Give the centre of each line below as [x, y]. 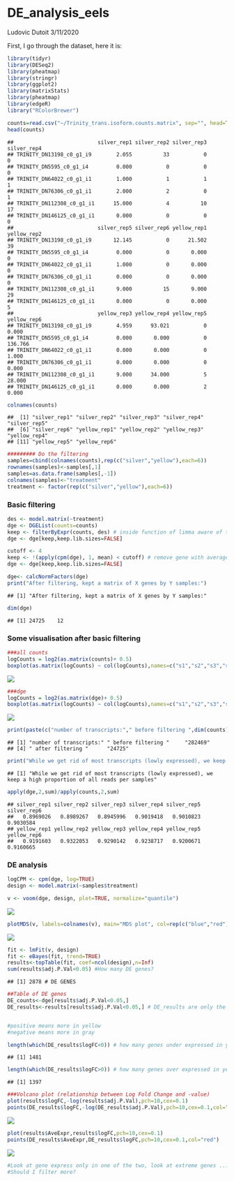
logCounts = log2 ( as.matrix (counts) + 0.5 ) [70, 659]
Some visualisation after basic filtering [74, 638]
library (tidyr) [29, 58]
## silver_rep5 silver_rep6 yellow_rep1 [107, 228]
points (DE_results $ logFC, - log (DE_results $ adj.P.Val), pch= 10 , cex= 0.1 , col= [117, 1108]
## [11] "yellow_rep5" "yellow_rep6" [62, 442]
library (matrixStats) [39, 91]
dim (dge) [20, 608]
